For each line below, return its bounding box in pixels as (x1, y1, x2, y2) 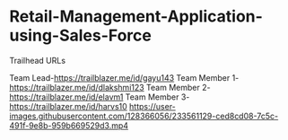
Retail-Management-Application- (9, 6, 263, 27)
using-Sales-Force (9, 25, 153, 46)
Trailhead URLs (9, 55, 65, 66)
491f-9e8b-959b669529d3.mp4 (9, 119, 128, 131)
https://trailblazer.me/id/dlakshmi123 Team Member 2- (9, 82, 211, 92)
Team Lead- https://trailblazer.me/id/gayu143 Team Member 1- (9, 72, 240, 83)
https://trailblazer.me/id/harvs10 (9, 101, 127, 111)
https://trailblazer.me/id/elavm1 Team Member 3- (9, 92, 190, 102)
